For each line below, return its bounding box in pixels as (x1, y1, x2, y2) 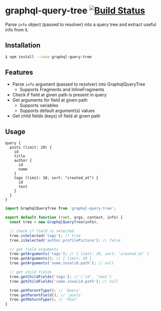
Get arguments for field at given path (12, 97, 88, 103)
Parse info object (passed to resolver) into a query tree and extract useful (5, 21, 157, 27)
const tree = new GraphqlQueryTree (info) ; (9, 219, 99, 224)
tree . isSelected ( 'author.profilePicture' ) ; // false (9, 238, 121, 243)
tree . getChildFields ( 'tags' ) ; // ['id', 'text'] (9, 274, 112, 279)
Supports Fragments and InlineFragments (19, 87, 105, 93)
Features (5, 68, 33, 77)
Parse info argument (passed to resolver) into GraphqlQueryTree (12, 81, 145, 87)
